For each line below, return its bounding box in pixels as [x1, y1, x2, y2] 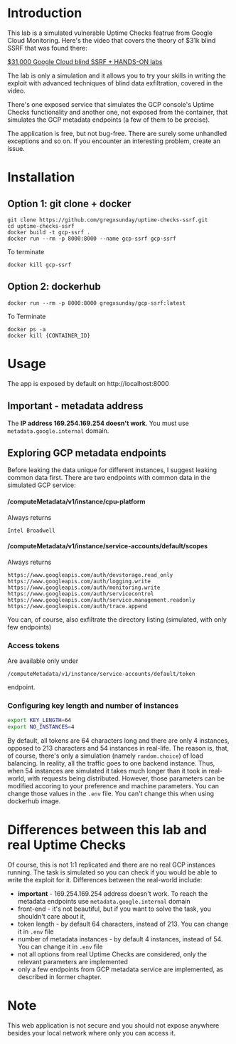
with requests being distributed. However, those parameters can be [27, 774, 225, 783]
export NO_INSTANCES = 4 [7, 724, 75, 731]
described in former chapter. [17, 973, 102, 981]
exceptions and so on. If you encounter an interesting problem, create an [7, 137, 221, 145]
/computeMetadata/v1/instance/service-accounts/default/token [7, 671, 195, 678]
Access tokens [7, 640, 60, 650]
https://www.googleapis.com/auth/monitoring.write [7, 584, 161, 591]
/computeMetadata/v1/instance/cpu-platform [7, 497, 146, 506]
